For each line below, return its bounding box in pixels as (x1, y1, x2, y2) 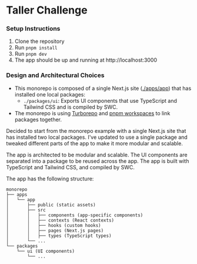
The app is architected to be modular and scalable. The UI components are (6, 151, 188, 158)
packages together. (14, 116, 62, 123)
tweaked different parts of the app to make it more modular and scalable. (6, 139, 183, 147)
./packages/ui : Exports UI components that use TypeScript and (23, 97, 178, 104)
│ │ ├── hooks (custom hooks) (6, 222, 101, 228)
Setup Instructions (6, 25, 61, 33)
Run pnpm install (14, 44, 58, 51)
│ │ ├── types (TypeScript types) (6, 233, 112, 239)
